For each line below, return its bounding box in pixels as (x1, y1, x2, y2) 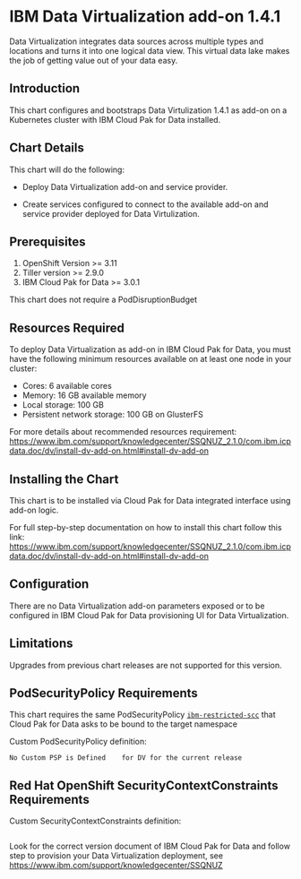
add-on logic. (9, 504, 59, 515)
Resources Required (9, 320, 125, 335)
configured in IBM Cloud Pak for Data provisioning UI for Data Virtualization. (9, 609, 289, 620)
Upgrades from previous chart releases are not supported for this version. (9, 659, 282, 670)
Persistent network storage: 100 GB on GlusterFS (21, 409, 203, 420)
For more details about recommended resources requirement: (9, 427, 237, 437)
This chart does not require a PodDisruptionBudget (9, 294, 198, 306)
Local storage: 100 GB (21, 400, 105, 410)
